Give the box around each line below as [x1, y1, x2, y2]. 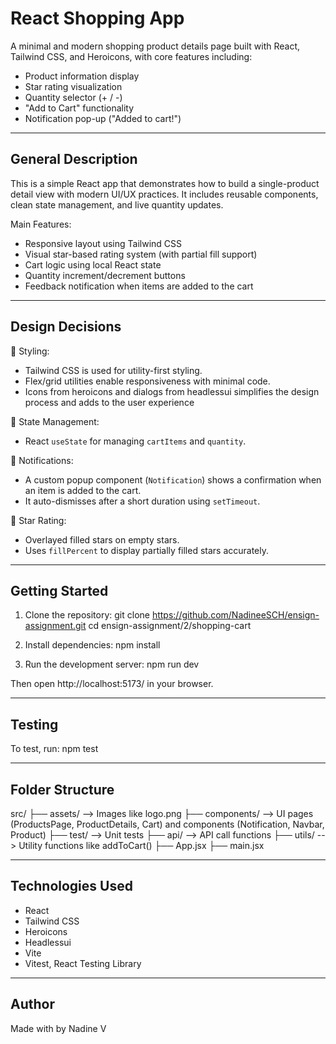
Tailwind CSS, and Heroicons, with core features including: [10, 50, 253, 62]
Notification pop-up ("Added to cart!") [24, 112, 182, 124]
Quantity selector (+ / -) [24, 91, 123, 103]
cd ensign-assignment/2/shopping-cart [88, 620, 252, 632]
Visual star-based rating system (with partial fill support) [24, 248, 258, 260]
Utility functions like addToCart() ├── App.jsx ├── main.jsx [18, 840, 265, 851]
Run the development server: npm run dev [24, 658, 200, 671]
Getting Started [10, 582, 109, 599]
